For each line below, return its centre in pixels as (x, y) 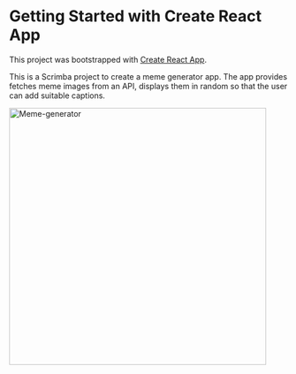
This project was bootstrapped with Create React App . (108, 59)
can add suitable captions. (57, 95)
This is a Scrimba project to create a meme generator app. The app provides (148, 76)
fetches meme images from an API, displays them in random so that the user (148, 86)
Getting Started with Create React (136, 16)
